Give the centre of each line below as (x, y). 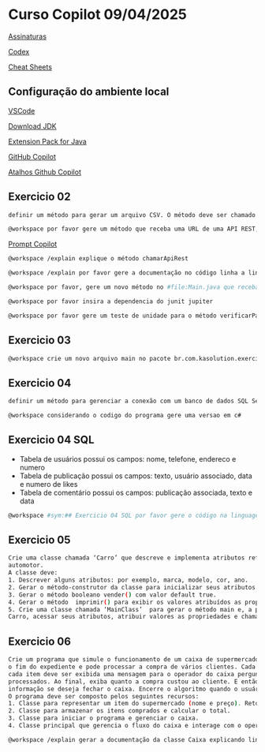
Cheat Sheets (30, 67)
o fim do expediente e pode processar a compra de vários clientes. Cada (132, 667)
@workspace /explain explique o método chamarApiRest (99, 259)
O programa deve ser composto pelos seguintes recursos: (104, 696)
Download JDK (32, 126)
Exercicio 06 (39, 641)
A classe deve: (33, 573)
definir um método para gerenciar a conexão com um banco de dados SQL (128, 401)
